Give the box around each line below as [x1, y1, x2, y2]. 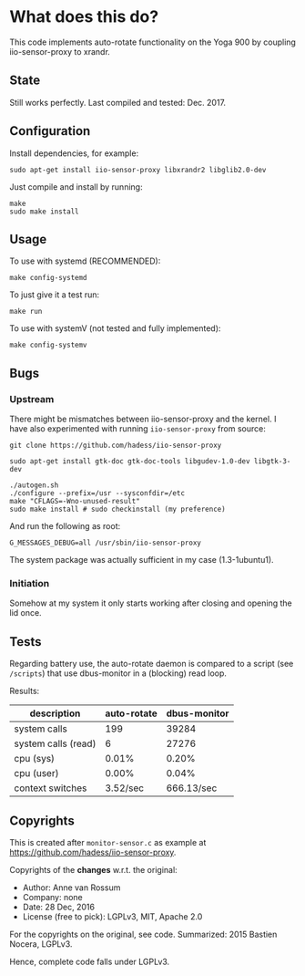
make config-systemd [9, 274, 88, 283]
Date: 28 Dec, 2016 [22, 901, 96, 912]
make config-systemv [9, 340, 88, 350]
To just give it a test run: [9, 289, 100, 300]
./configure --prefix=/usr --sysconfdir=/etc [9, 489, 185, 498]
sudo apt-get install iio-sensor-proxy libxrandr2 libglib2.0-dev [9, 165, 267, 174]
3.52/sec [104, 782, 145, 794]
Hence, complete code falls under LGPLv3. [9, 956, 170, 967]
